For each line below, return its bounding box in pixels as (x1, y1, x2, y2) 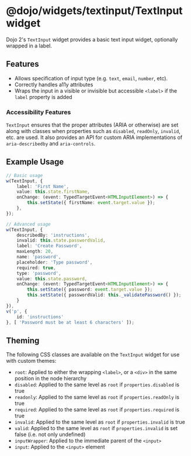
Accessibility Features (6, 108, 71, 116)
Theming (6, 335, 40, 345)
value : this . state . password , (16, 275, 88, 282)
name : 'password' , (16, 254, 61, 260)
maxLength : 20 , (16, 249, 54, 254)
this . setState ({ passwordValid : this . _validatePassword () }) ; (27, 292, 182, 298)
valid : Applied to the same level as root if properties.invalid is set (14, 425, 178, 432)
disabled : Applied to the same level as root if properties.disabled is (14, 381, 180, 388)
